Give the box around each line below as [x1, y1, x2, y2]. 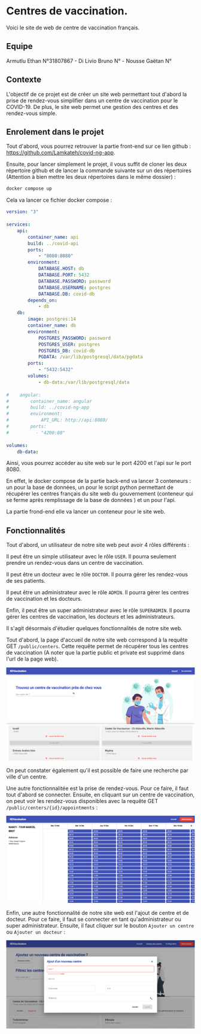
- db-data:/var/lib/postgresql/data [38, 379, 130, 385]
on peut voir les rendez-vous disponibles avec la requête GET [6, 798, 159, 805]
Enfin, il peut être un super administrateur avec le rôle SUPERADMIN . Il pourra [6, 607, 190, 614]
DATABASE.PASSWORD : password [38, 278, 111, 284]
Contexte [6, 75, 42, 85]
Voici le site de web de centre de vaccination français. [6, 24, 140, 31]
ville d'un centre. [6, 773, 48, 780]
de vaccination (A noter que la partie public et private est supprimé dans [6, 649, 185, 656]
